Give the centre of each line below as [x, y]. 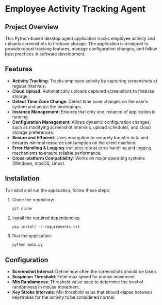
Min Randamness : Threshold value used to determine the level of [78, 282]
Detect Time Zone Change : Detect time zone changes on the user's [80, 101]
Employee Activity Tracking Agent [75, 9]
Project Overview [32, 27]
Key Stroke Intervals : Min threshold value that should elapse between [82, 292]
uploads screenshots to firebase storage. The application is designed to [77, 44]
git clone [22, 209]
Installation [22, 179]
